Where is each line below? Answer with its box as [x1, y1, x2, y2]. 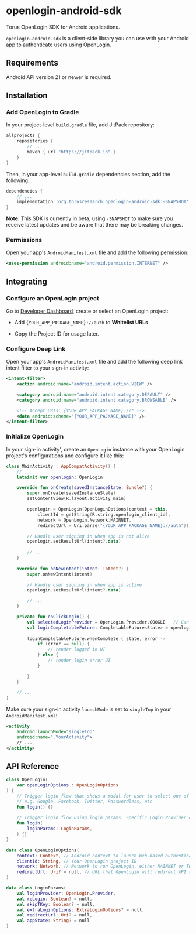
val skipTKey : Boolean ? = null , [16, 901, 95, 907]
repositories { [16, 138, 54, 144]
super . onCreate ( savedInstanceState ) [27, 490, 116, 496]
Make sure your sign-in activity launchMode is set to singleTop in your [6, 706, 171, 713]
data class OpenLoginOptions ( [6, 847, 80, 853]
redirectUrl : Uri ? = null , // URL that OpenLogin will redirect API [16, 869, 187, 875]
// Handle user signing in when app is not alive [27, 533, 150, 539]
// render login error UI [47, 658, 111, 663]
